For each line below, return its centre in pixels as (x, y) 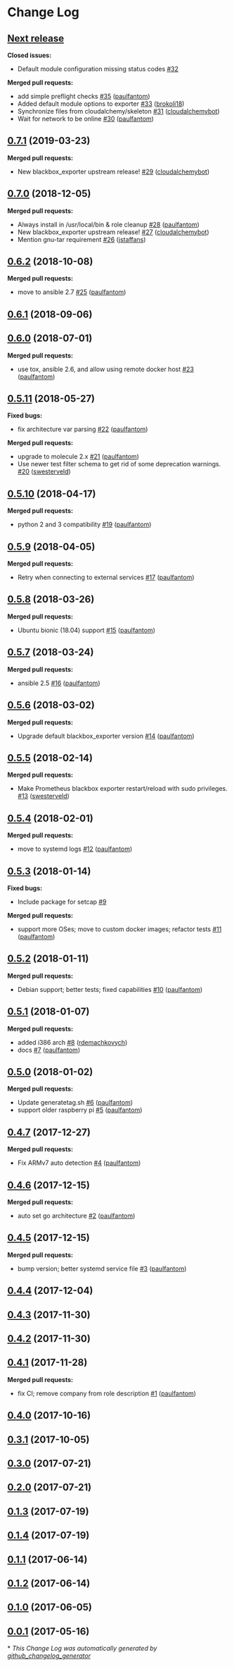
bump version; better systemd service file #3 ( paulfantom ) (102, 1268)
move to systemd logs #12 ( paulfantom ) (75, 849)
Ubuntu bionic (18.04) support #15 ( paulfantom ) (86, 630)
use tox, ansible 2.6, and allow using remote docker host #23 (106, 369)
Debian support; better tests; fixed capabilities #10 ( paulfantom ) (110, 989)
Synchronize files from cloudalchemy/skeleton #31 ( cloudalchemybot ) (118, 111)
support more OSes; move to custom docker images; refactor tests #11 (119, 929)
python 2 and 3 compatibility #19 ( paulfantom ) (84, 525)
